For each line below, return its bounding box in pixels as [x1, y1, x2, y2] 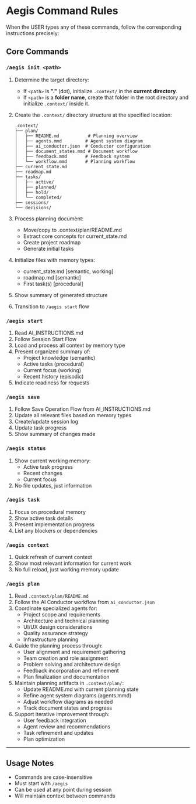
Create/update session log [14, 418, 79, 425]
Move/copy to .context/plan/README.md [23, 226, 123, 233]
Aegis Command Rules [6, 4, 118, 18]
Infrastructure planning [23, 636, 79, 643]
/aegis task [6, 496, 40, 503]
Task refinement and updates [23, 730, 94, 737]
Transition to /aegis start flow [14, 303, 89, 310]
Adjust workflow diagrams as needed [23, 699, 113, 706]
